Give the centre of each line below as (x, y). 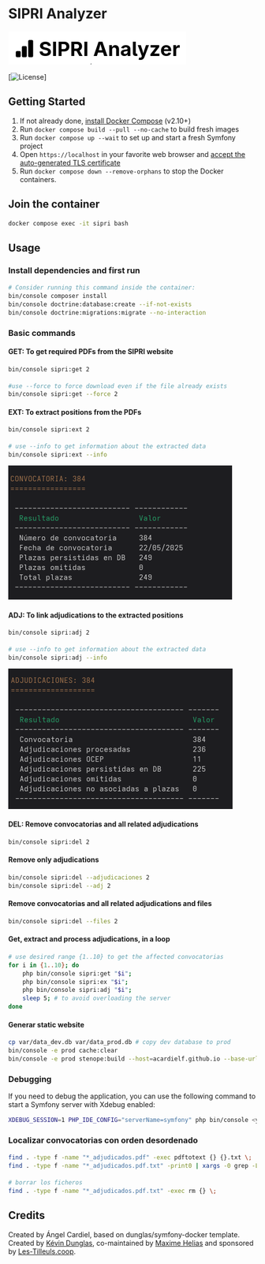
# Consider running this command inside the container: (102, 288)
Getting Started (47, 102)
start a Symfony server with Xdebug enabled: (82, 1105)
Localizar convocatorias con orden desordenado (103, 1140)
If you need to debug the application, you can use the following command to (132, 1096)
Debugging (30, 1079)
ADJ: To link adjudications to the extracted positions (96, 615)
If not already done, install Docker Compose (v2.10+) (105, 121)
